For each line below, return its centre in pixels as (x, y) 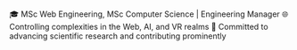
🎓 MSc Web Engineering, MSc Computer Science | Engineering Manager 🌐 (149, 14)
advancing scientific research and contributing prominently (118, 36)
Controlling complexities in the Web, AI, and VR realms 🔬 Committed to (139, 27)
